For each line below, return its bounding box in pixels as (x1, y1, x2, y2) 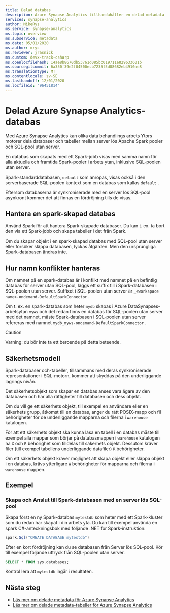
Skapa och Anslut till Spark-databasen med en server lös (5, 497, 149, 504)
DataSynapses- (127, 303, 161, 309)
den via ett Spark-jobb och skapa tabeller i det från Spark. (5, 228, 127, 235)
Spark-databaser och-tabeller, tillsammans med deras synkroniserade (5, 367, 152, 373)
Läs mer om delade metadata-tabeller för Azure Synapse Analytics (12, 602, 152, 608)
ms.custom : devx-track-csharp (5, 54, 70, 60)
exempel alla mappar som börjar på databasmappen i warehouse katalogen (5, 435, 160, 441)
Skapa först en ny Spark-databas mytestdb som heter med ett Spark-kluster (5, 514, 163, 520)
